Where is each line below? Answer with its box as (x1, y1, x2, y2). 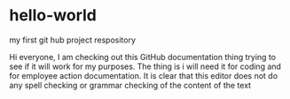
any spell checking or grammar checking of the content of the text (9, 80, 251, 90)
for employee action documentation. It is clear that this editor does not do (9, 70, 278, 80)
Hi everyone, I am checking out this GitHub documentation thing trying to (9, 51, 277, 62)
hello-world (9, 5, 98, 26)
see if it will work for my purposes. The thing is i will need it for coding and (9, 61, 282, 72)
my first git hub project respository (9, 34, 136, 45)
